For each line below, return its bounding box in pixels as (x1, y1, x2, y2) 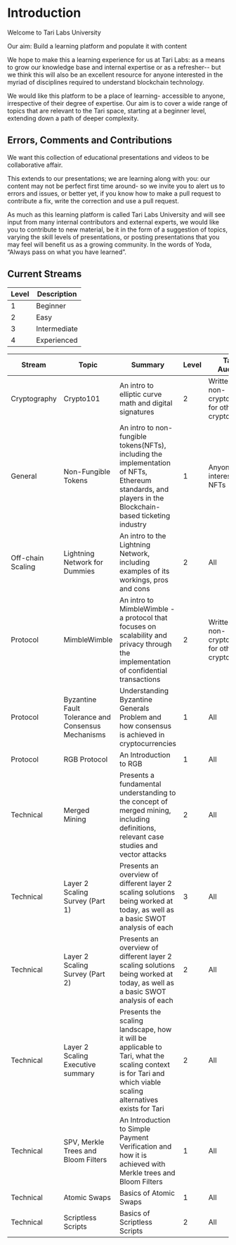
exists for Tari (119, 1104, 164, 1113)
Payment (119, 1132, 149, 1142)
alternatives (119, 1094, 159, 1104)
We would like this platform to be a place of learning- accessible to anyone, (7, 91, 225, 100)
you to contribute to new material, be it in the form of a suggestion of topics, (7, 225, 228, 234)
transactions (119, 674, 161, 684)
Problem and (119, 712, 162, 722)
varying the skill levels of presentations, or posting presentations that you (7, 232, 220, 241)
